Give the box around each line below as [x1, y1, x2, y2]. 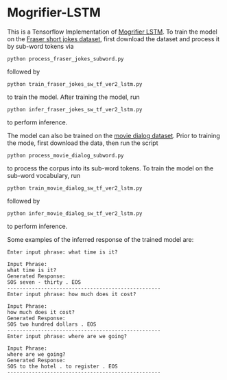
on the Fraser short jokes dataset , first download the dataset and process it [7, 34, 220, 43]
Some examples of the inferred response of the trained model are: [7, 235, 194, 243]
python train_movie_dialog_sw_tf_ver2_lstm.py [7, 184, 143, 192]
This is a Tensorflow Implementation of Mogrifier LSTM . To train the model [7, 27, 217, 36]
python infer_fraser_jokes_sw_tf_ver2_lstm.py [7, 106, 143, 113]
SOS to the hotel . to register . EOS [7, 363, 118, 370]
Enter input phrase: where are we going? [7, 333, 128, 339]
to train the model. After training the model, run [7, 93, 141, 101]
